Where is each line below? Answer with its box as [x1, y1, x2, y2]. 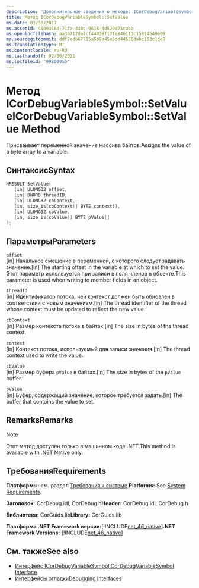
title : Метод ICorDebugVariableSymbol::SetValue [6, 14, 129, 20]
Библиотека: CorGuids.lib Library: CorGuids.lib [6, 511, 122, 518]
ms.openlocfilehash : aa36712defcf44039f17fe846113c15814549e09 [6, 31, 166, 37]
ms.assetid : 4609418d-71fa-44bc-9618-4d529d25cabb [6, 25, 134, 32]
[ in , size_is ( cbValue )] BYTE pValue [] [14, 214, 110, 220]
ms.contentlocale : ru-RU [6, 48, 68, 54]
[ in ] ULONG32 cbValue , [14, 209, 70, 215]
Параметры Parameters [6, 236, 97, 246]
